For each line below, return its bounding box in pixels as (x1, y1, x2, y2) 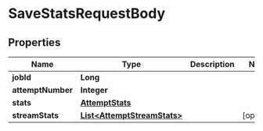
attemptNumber (12, 85, 73, 95)
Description (190, 59, 235, 69)
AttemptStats (80, 97, 131, 108)
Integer (80, 85, 108, 95)
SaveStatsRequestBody (8, 5, 166, 23)
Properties (8, 36, 61, 49)
